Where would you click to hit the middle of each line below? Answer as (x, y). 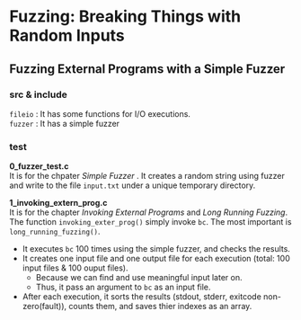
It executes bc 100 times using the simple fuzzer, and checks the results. (156, 249)
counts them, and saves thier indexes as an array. (160, 307)
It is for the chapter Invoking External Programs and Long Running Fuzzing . (149, 212)
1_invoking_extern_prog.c (58, 203)
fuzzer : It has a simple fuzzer (64, 123)
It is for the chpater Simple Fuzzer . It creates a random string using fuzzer (147, 176)
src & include (38, 94)
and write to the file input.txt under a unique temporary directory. (133, 185)
